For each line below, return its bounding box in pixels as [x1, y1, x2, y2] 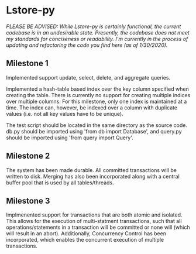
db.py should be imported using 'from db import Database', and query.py [6, 128, 183, 135]
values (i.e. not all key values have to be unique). [6, 110, 124, 117]
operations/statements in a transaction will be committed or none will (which [6, 224, 190, 231]
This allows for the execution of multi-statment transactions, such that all [6, 218, 182, 225]
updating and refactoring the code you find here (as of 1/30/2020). [6, 42, 168, 49]
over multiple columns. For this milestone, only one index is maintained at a [6, 98, 187, 105]
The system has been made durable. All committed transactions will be [6, 166, 177, 173]
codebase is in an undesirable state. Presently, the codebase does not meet [6, 29, 190, 36]
